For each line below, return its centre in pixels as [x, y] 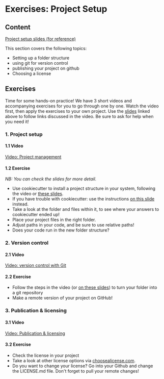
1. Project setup [24, 134]
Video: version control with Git [36, 265]
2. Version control [27, 243]
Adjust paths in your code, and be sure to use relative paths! [73, 225]
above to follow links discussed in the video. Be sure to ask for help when [79, 116]
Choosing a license [32, 74]
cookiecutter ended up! [36, 215]
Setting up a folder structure [41, 58]
